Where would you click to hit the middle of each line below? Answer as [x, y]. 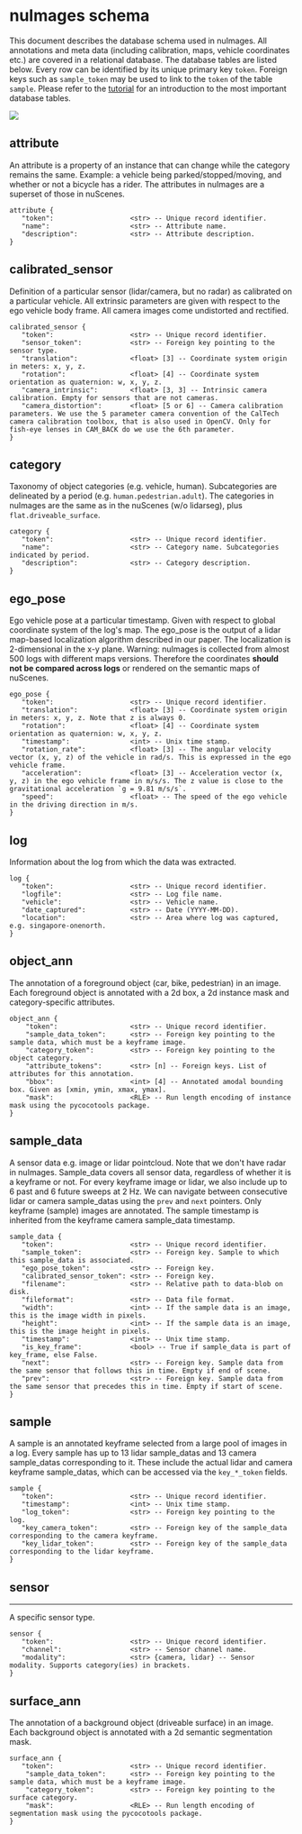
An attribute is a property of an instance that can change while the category [150, 165]
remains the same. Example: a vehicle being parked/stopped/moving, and [146, 174]
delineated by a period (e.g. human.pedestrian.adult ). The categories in [142, 496]
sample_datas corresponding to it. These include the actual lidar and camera [151, 1463]
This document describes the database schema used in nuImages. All [138, 41]
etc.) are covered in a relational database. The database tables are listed [143, 59]
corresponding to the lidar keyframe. [82, 1552]
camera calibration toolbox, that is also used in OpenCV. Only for [140, 421]
